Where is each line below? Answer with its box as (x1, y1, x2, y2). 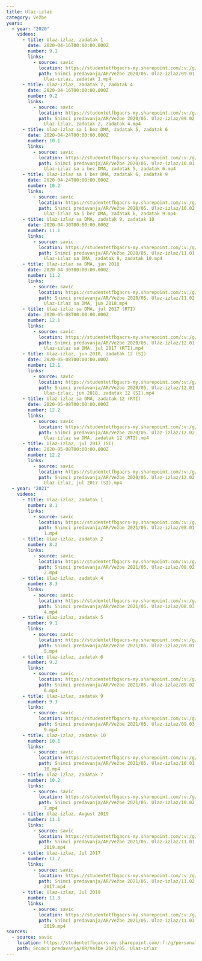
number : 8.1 (28, 502, 58, 509)
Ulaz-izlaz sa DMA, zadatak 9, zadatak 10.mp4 (44, 256, 163, 262)
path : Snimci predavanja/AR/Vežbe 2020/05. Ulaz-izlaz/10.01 (38, 160, 195, 167)
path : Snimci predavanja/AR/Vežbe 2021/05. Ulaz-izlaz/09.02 (38, 682, 195, 688)
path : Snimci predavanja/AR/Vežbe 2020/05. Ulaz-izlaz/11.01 (38, 250, 195, 256)
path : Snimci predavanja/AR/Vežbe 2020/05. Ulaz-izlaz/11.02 (38, 295, 195, 301)
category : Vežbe (6, 14, 47, 21)
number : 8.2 (28, 542, 58, 548)
